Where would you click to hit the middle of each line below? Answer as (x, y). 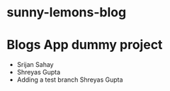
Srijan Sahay (35, 65)
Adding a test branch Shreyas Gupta (70, 80)
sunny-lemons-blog (67, 12)
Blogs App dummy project (85, 45)
